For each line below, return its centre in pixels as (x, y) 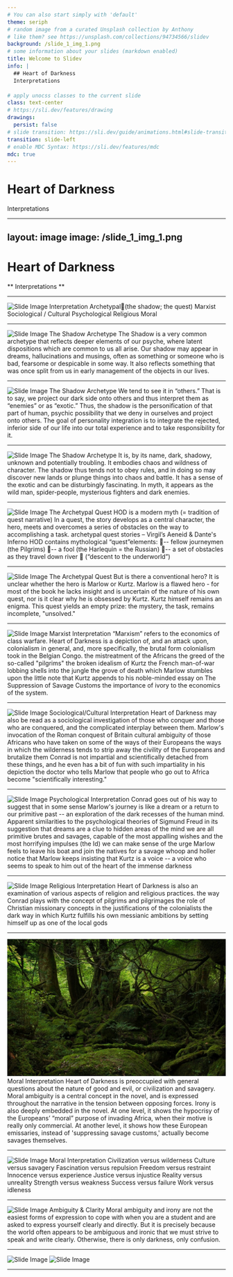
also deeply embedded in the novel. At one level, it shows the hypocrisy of (113, 1111)
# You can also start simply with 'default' (72, 15)
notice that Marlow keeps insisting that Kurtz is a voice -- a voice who (107, 858)
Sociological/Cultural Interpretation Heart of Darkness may (133, 713)
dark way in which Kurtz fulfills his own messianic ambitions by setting (108, 915)
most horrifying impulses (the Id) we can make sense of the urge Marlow (111, 843)
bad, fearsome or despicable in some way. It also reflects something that (111, 363)
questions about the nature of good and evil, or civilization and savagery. (111, 1088)
